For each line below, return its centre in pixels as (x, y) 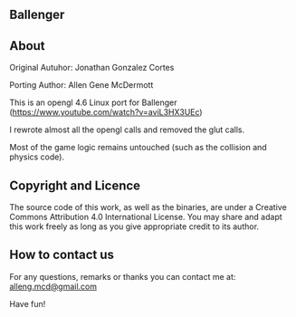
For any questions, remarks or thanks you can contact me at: (123, 276)
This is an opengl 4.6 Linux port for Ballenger (94, 102)
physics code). (37, 157)
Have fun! (28, 303)
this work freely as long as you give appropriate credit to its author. (134, 226)
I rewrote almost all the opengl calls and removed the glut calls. (127, 130)
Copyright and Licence (75, 185)
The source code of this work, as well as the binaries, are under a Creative (148, 207)
